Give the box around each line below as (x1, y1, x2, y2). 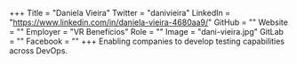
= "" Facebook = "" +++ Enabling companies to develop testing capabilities (9, 36, 285, 46)
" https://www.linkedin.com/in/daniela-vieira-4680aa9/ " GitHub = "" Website (9, 17, 289, 28)
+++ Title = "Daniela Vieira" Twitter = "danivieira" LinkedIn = (9, 8, 231, 18)
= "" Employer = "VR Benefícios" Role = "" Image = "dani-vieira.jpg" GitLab (9, 27, 285, 37)
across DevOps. (9, 45, 68, 56)
